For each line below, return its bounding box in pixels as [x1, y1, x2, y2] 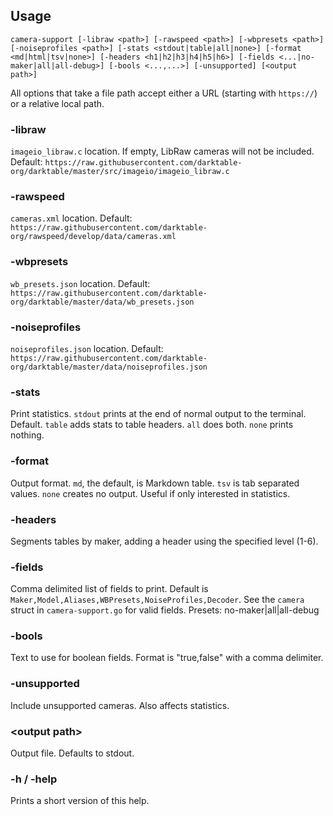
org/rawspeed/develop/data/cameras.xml [10, 232, 177, 242]
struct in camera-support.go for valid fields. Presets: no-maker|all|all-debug [10, 604, 320, 616]
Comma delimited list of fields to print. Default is [10, 583, 209, 595]
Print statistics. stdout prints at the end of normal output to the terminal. [10, 408, 307, 420]
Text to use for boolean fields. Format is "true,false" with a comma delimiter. [10, 652, 324, 664]
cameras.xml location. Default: [10, 212, 133, 224]
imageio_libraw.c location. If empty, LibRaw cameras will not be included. [10, 145, 315, 158]
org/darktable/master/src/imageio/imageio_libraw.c [10, 167, 230, 177]
